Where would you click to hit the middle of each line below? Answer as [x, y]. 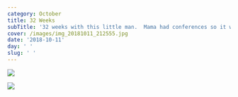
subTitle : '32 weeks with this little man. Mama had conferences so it [117, 27]
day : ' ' [20, 46]
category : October [34, 14]
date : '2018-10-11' [36, 40]
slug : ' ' [22, 53]
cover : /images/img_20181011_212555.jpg [68, 33]
